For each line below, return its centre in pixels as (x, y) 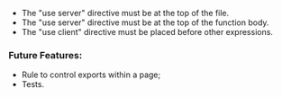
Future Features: (45, 55)
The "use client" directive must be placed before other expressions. (147, 32)
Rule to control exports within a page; (91, 75)
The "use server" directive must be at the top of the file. (125, 13)
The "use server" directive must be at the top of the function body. (145, 22)
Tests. (33, 84)
